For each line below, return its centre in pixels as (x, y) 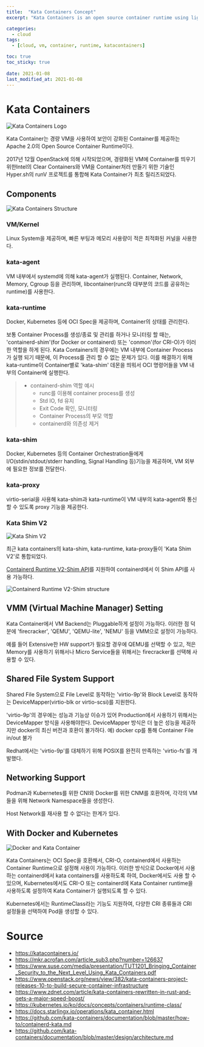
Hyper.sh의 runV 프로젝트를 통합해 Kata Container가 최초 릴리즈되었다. (91, 175)
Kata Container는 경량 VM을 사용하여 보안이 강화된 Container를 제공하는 (93, 139)
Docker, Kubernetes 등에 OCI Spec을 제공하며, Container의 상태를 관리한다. (98, 322)
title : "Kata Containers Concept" (51, 12)
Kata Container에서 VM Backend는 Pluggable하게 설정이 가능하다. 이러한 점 (98, 623)
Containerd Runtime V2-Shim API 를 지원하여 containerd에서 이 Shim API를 (98, 569)
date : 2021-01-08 (28, 74)
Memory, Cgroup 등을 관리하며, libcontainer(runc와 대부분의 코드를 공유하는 (98, 284)
